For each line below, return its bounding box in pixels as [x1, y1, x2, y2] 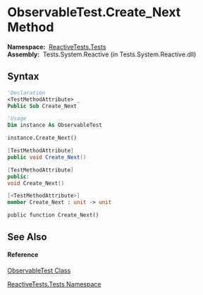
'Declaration [7, 89, 46, 96]
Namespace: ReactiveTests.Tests [7, 42, 106, 51]
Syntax [7, 71, 39, 83]
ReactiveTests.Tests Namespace [7, 279, 101, 288]
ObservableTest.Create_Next [7, 4, 181, 20]
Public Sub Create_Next [7, 102, 78, 109]
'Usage [7, 115, 27, 122]
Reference [7, 251, 39, 259]
